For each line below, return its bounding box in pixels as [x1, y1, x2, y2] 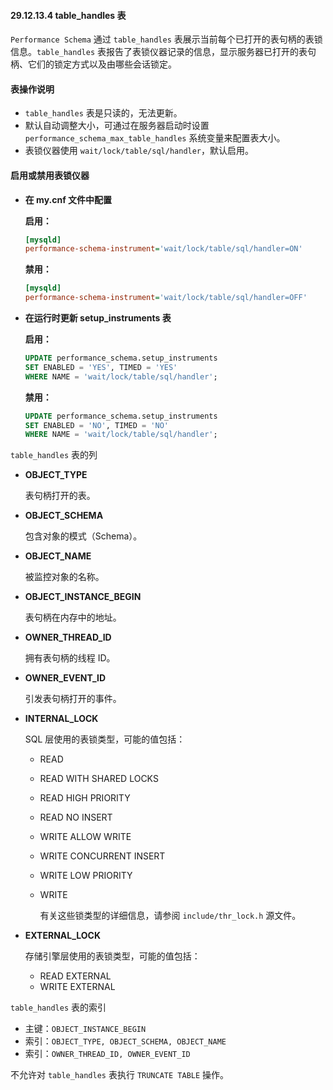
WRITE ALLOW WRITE [39, 831, 132, 843]
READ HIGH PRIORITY [39, 792, 131, 804]
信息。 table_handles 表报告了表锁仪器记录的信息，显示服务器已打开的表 [10, 46, 308, 58]
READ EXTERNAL [39, 970, 112, 982]
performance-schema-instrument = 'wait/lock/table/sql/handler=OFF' [24, 293, 308, 303]
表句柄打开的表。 [24, 490, 96, 502]
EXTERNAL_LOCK [24, 930, 102, 942]
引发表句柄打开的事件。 [24, 693, 122, 705]
